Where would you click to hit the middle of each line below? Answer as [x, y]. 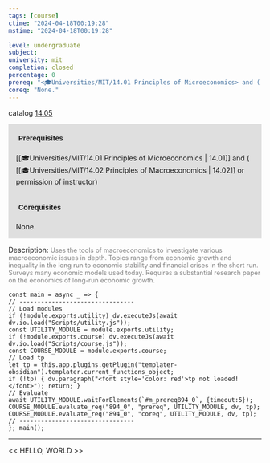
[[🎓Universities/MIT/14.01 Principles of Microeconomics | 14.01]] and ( [133, 158]
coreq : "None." [34, 90]
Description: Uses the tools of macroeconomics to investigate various [115, 250]
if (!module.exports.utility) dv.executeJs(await [93, 315]
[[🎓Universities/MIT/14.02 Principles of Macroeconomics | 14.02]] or [130, 170]
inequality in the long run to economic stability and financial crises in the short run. [133, 265]
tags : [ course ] [34, 16]
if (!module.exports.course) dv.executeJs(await [91, 337]
